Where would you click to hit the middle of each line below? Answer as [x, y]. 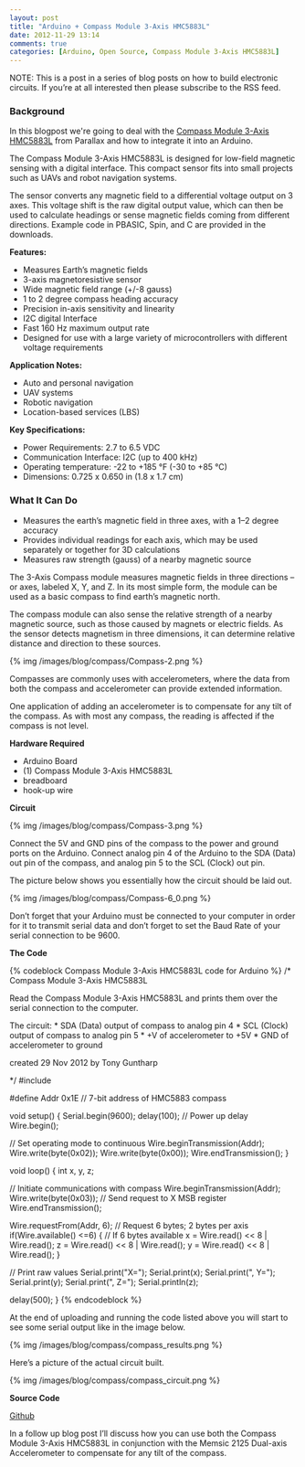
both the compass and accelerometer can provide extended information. [146, 688]
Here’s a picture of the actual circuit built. [87, 1362]
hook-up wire [48, 790]
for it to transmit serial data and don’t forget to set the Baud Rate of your [145, 925]
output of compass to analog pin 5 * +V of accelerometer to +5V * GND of [149, 1035]
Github [22, 1415]
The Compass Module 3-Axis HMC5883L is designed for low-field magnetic [152, 159]
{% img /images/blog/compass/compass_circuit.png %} [115, 1380]
